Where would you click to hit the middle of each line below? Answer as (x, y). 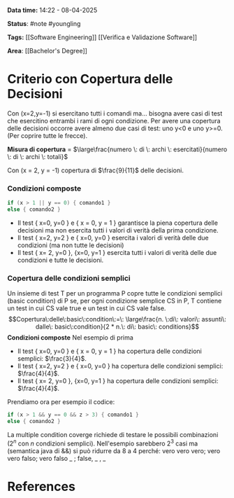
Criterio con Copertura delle (90, 79)
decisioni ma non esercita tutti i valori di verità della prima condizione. (118, 230)
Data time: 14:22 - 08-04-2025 (52, 10)
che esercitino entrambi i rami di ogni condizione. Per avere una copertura (114, 120)
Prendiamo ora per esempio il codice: (61, 402)
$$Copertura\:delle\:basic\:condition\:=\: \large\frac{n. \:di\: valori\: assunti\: (117, 319)
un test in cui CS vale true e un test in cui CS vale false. (87, 308)
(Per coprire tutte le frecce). (47, 135)
